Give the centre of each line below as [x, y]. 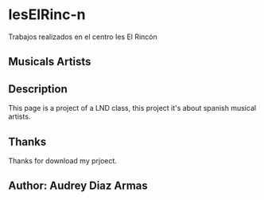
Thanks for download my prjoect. [63, 160]
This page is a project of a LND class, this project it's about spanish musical [132, 108]
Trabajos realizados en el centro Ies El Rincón [83, 37]
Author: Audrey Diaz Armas [78, 186]
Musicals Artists [50, 62]
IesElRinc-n [47, 15]
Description [38, 89]
